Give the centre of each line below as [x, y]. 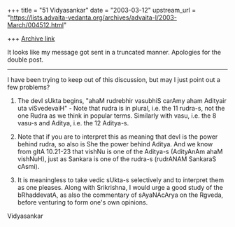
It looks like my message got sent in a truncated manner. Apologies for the [114, 52]
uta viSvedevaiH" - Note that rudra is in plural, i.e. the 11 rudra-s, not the [121, 108]
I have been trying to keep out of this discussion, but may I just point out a [114, 80]
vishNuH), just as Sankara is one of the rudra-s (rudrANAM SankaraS [117, 159]
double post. [26, 60]
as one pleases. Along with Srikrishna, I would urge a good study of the [120, 187]
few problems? [29, 87]
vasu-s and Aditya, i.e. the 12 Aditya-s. [73, 123]
